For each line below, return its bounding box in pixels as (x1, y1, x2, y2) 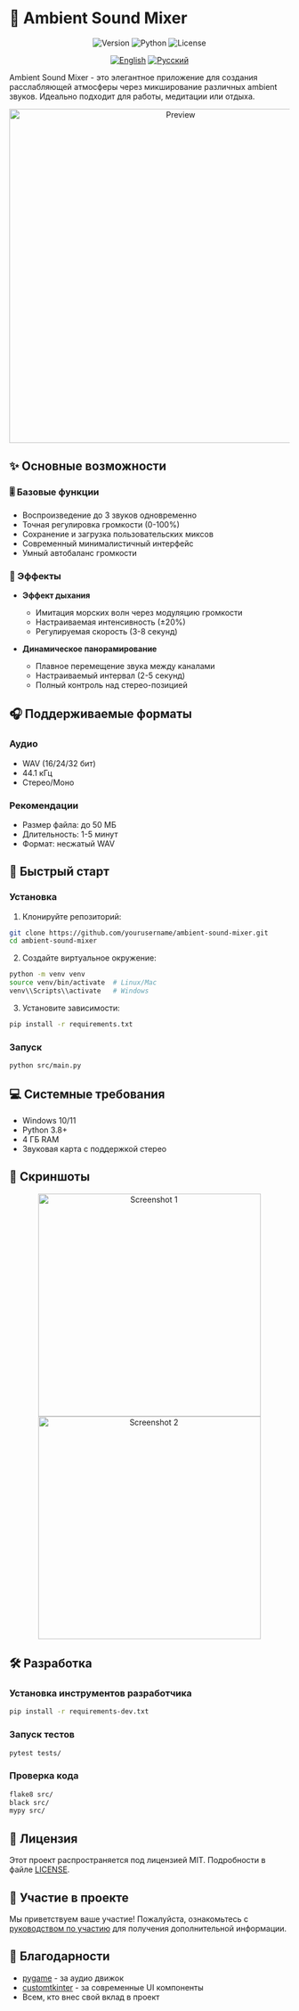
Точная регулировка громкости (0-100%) (21, 519, 181, 529)
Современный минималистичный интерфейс (21, 538, 194, 549)
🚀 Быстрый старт (9, 864, 109, 879)
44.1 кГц (21, 767, 53, 778)
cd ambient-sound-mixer (9, 936, 98, 945)
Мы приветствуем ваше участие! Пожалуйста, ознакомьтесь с (9, 1913, 249, 1924)
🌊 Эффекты (9, 569, 62, 582)
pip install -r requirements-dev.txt (9, 1707, 149, 1716)
